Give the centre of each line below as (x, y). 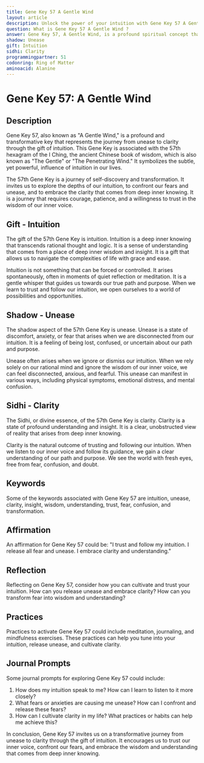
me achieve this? (36, 722)
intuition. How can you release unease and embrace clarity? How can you (98, 591)
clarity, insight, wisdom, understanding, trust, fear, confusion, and (89, 504)
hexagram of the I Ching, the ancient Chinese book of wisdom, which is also (101, 155)
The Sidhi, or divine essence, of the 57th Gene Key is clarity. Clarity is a (96, 420)
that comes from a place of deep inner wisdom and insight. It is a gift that (98, 252)
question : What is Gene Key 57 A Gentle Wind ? (68, 29)
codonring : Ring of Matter (40, 63)
